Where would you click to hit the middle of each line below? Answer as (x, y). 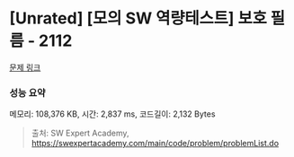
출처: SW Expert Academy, (80, 133)
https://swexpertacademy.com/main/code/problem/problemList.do (155, 144)
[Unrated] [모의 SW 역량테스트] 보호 (138, 18)
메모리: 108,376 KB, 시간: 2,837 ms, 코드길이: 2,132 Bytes (112, 114)
